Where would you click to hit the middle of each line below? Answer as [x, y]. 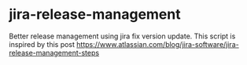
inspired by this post [42, 44]
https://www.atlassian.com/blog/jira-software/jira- [158, 44]
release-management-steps [54, 52]
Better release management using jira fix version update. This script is [122, 36]
